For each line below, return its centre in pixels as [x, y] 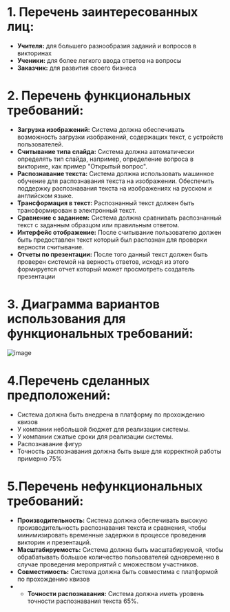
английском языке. [45, 195]
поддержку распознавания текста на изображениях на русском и [114, 188]
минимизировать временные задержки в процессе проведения [112, 535]
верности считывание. [50, 247]
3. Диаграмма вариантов [84, 304]
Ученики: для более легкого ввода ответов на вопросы [99, 60]
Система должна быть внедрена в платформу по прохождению [111, 414]
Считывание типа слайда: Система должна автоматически [106, 151]
